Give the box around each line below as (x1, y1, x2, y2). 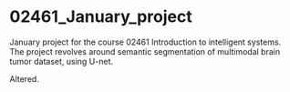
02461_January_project (9, 6, 193, 27)
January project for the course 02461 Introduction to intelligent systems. (9, 36, 282, 47)
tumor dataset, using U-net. (9, 56, 114, 66)
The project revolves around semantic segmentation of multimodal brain (9, 46, 281, 56)
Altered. (9, 73, 39, 84)
